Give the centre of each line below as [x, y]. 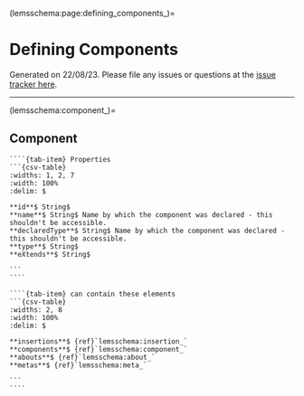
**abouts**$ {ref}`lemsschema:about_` [82, 357]
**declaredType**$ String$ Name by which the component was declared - [147, 231]
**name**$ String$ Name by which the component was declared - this [141, 215]
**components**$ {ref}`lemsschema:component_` [99, 349]
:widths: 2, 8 [36, 310]
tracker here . [33, 84]
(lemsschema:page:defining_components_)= [92, 13]
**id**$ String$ [40, 207]
